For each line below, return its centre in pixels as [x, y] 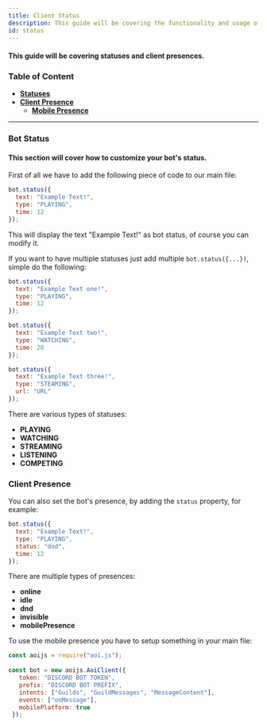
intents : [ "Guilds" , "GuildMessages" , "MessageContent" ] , [117, 693]
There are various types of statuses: [68, 413]
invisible [34, 617]
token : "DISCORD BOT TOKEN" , [67, 678]
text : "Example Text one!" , [62, 289]
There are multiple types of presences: [72, 577]
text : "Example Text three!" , [65, 377]
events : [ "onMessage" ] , [58, 700]
